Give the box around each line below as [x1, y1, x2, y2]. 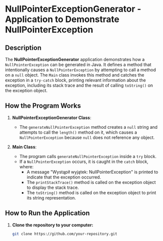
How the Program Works [5, 101, 81, 110]
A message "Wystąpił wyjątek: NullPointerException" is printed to [26, 169, 159, 175]
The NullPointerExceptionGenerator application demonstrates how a [5, 57, 145, 62]
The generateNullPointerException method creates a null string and [19, 124, 158, 130]
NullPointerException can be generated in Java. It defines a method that [5, 62, 152, 67]
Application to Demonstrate [5, 14, 120, 25]
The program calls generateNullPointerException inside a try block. [19, 153, 157, 159]
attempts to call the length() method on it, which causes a [19, 129, 138, 135]
